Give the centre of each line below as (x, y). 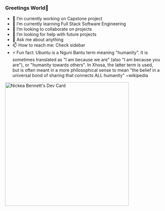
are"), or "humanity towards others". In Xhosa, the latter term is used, (83, 65)
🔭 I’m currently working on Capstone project (57, 19)
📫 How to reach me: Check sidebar (49, 45)
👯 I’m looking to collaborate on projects (52, 29)
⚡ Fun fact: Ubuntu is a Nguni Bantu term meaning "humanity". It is (80, 53)
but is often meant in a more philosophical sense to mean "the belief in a (86, 70)
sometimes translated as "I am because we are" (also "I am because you (86, 60)
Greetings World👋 (27, 8)
